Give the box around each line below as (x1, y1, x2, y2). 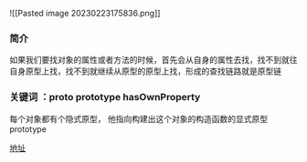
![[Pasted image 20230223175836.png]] (9, 8, 161, 18)
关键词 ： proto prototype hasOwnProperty (9, 91, 201, 104)
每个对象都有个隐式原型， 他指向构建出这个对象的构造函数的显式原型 (9, 113, 268, 124)
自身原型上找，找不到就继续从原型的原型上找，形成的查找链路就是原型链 (9, 66, 281, 76)
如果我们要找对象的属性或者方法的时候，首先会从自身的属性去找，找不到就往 (9, 55, 298, 66)
